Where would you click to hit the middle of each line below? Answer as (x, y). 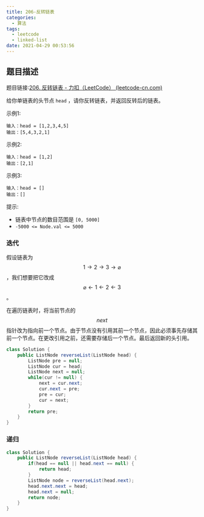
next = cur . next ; (61, 383)
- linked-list (29, 40)
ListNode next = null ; (57, 372)
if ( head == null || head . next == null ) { (81, 464)
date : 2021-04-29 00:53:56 (40, 46)
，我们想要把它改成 (30, 277)
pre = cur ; (53, 395)
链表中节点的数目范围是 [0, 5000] (57, 219)
